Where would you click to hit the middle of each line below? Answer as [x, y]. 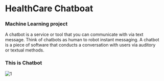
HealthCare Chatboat [49, 9]
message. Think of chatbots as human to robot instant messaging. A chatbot [82, 40]
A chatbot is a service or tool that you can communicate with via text [74, 34]
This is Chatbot [24, 63]
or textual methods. [25, 50]
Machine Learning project [36, 24]
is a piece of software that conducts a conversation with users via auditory [80, 45]
